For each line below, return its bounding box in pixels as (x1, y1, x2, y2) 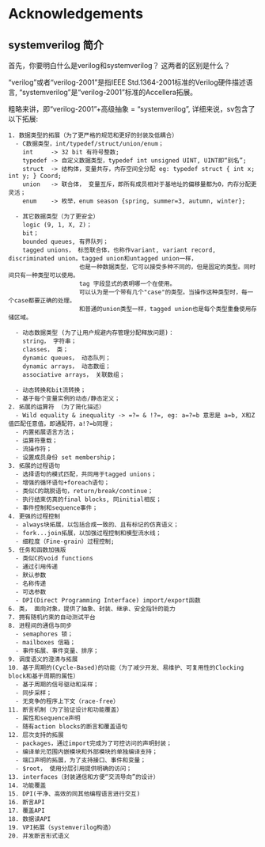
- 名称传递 (15, 579, 47, 587)
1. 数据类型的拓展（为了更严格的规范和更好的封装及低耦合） (8, 131, 178, 139)
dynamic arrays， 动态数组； (22, 363, 112, 370)
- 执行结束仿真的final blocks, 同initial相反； (15, 496, 162, 503)
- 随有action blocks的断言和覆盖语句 (15, 723, 128, 731)
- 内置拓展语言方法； (15, 428, 76, 436)
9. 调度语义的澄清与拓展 (8, 655, 78, 663)
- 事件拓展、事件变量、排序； (15, 647, 100, 655)
